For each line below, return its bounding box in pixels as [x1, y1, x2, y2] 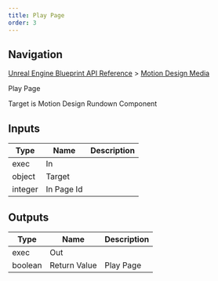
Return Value [49, 260, 97, 271]
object [12, 171, 35, 182]
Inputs [8, 122, 41, 135]
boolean [12, 260, 42, 271]
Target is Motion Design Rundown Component [8, 99, 158, 108]
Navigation [8, 48, 63, 61]
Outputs [8, 210, 49, 224]
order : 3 [8, 19, 37, 27]
